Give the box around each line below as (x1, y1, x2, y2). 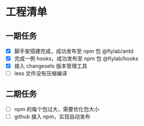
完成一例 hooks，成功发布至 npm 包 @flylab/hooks (14, 55, 139, 62)
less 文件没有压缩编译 (14, 70, 68, 77)
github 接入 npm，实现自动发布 (14, 113, 91, 120)
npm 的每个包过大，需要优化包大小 (14, 106, 100, 113)
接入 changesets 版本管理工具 (14, 63, 88, 70)
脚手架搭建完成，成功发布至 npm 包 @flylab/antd (14, 48, 134, 54)
